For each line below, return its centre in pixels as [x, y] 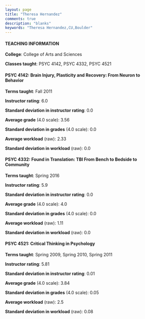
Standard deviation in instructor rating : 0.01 [50, 273]
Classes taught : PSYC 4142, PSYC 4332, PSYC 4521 [58, 64]
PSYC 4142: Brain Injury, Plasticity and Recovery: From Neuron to [73, 75]
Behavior [14, 80]
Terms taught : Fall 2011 [29, 91]
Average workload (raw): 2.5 [34, 302]
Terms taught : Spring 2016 [32, 175]
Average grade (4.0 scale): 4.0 [36, 204]
